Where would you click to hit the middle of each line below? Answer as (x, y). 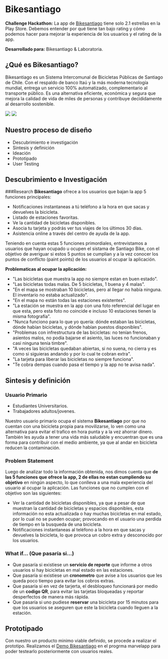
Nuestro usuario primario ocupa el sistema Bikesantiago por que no (76, 421)
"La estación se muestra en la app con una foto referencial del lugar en (86, 306)
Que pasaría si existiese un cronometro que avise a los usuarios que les (87, 575)
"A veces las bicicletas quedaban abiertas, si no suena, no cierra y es (85, 348)
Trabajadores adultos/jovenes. (44, 411)
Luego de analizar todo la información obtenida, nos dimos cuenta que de (82, 472)
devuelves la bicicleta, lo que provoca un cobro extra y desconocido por (87, 535)
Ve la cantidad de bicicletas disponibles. (54, 223)
